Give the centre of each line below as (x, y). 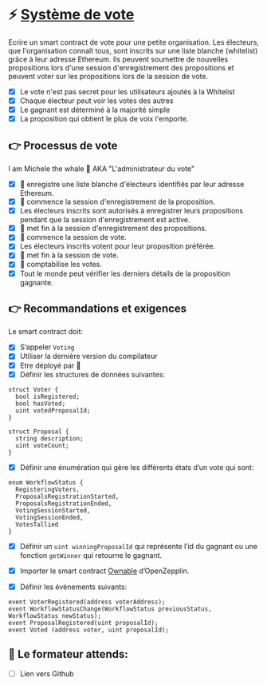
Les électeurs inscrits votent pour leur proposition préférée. (118, 246)
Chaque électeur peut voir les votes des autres (96, 101)
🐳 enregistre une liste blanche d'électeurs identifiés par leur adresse (132, 184)
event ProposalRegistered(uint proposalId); (83, 623)
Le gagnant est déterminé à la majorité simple (95, 110)
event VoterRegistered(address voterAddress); (87, 602)
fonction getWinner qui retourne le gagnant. (91, 555)
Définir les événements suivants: (73, 587)
